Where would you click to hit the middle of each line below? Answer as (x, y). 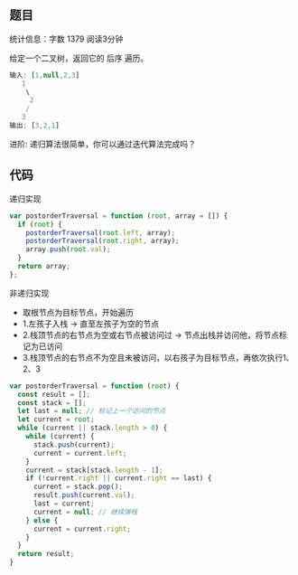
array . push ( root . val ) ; (68, 250)
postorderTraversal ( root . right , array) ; (102, 241)
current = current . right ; (82, 529)
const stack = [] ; (52, 403)
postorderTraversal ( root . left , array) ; (101, 232)
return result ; (46, 554)
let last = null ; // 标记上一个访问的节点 (92, 411)
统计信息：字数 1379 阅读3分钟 (66, 39)
